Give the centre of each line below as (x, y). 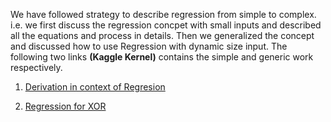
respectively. (36, 67)
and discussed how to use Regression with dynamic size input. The (149, 46)
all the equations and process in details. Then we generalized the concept (162, 35)
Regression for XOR (65, 106)
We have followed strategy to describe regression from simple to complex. (163, 14)
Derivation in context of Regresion (95, 87)
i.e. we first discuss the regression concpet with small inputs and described (166, 25)
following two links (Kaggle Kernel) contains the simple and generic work (162, 57)
